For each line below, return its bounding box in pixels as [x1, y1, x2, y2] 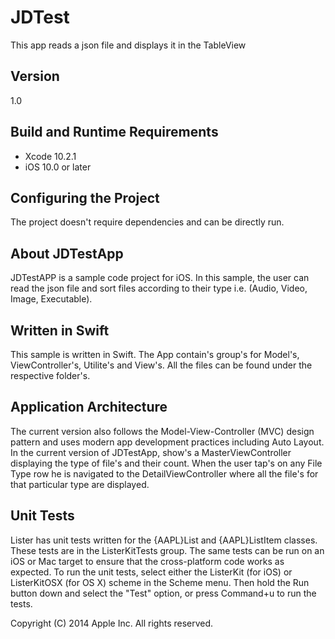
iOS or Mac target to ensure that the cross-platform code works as [10, 555, 285, 567]
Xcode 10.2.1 [24, 150, 77, 162]
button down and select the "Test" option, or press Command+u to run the [10, 587, 317, 599]
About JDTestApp [10, 245, 124, 262]
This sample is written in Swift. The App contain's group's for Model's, [10, 349, 300, 360]
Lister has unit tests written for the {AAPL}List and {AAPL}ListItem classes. [10, 534, 318, 546]
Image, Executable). [10, 293, 93, 305]
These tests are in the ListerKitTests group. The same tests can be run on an [10, 544, 325, 556]
